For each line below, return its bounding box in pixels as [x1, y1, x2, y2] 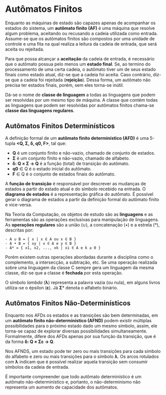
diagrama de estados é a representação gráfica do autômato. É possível [5, 191, 154, 197]
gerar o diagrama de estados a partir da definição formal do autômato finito [5, 196, 160, 202]
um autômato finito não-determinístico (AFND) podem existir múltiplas [5, 317, 152, 323]
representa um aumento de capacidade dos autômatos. [5, 384, 118, 390]
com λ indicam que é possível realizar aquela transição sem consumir [5, 358, 148, 365]
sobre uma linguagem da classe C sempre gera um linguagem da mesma [5, 264, 155, 271]
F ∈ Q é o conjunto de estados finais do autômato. [12, 171, 115, 177]
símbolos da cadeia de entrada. [5, 364, 69, 370]
